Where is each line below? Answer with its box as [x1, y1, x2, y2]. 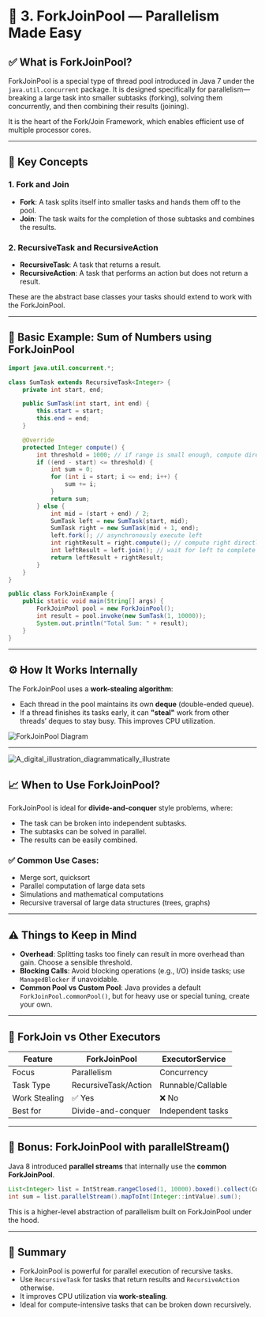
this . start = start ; [36, 407, 104, 416]
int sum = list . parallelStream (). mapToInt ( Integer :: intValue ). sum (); [8, 1192, 242, 1200]
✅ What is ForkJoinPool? [8, 55, 132, 69]
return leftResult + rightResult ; [50, 553, 164, 562]
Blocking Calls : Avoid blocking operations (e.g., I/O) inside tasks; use [19, 966, 245, 976]
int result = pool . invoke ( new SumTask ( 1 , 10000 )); [36, 612, 207, 620]
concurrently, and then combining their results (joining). [8, 102, 189, 111]
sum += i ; [64, 480, 97, 488]
